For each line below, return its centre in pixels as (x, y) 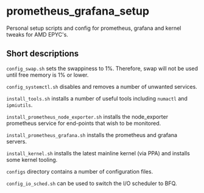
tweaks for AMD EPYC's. (37, 34)
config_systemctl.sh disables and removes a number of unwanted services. (102, 86)
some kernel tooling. (32, 160)
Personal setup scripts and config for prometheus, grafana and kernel (94, 28)
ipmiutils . (19, 105)
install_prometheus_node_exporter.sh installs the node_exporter (87, 116)
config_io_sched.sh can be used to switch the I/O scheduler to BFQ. (92, 183)
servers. (17, 141)
